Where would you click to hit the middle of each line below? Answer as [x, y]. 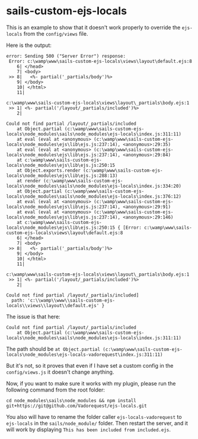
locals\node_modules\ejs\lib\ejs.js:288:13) [62, 176]
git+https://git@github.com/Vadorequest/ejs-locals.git [76, 406]
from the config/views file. [56, 33]
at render [29, 181]
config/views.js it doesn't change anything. [60, 372]
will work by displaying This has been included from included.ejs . [88, 429]
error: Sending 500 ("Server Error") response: [66, 56]
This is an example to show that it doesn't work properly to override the [93, 27]
